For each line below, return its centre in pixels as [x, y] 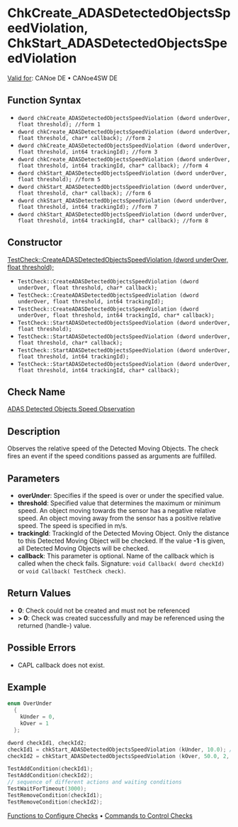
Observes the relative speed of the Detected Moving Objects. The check [113, 448]
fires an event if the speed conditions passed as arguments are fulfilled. [112, 456]
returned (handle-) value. [54, 625]
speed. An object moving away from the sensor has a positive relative [119, 518]
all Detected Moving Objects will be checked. [84, 548]
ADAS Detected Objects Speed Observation [71, 409]
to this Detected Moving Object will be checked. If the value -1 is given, [121, 541]
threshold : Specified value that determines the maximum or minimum [119, 503]
